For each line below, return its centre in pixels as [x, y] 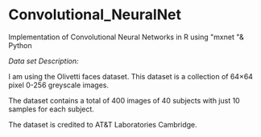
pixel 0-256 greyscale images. [58, 85]
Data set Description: [43, 61]
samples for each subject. [52, 109]
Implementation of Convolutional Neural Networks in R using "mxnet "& [126, 37]
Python [20, 45]
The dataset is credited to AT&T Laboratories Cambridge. [103, 124]
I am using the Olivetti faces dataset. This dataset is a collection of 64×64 [131, 76]
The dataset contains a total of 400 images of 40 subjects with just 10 [124, 100]
